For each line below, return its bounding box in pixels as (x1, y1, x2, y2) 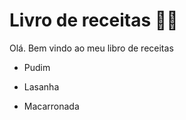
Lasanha (23, 80, 60, 93)
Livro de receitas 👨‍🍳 (9, 9, 179, 32)
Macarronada (23, 100, 80, 112)
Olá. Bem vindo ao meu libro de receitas (9, 42, 174, 54)
